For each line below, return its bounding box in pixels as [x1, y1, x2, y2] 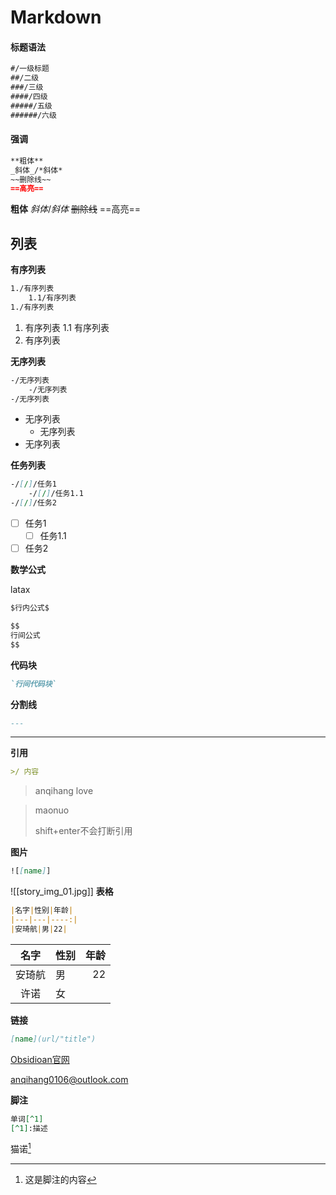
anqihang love [34, 785, 94, 797]
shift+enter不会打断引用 [34, 825, 133, 837]
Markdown [10, 6, 102, 29]
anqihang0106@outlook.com [10, 1073, 129, 1085]
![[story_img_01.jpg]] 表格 [10, 886, 114, 898]
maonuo [34, 804, 70, 816]
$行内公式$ [10, 603, 50, 613]
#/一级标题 [10, 64, 50, 74]
